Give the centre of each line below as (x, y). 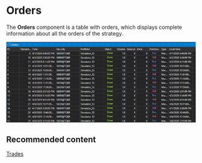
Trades (15, 154)
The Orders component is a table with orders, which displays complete (94, 27)
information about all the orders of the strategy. (65, 33)
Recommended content (51, 139)
